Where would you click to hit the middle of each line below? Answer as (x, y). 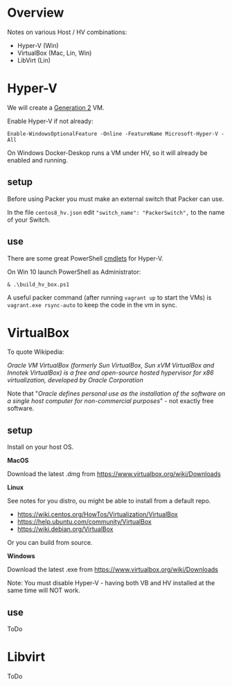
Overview (36, 13)
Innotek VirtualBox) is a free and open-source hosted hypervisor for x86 (110, 373)
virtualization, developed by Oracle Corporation (75, 380)
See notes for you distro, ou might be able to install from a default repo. (109, 501)
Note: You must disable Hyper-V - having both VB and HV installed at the (111, 583)
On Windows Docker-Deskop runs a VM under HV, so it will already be (107, 153)
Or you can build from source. (50, 543)
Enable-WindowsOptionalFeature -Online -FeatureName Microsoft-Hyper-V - (116, 133)
